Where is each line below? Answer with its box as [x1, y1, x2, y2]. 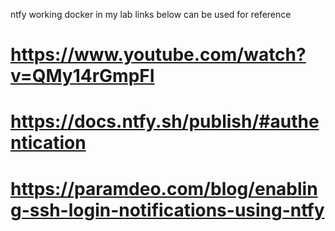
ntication [10, 132, 87, 154]
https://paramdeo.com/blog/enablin [10, 177, 318, 200]
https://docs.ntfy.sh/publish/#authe [10, 110, 320, 133]
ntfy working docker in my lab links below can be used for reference [10, 9, 292, 20]
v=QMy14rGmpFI [10, 65, 155, 88]
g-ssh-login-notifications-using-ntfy [10, 199, 325, 221]
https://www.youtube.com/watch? [10, 44, 307, 66]
